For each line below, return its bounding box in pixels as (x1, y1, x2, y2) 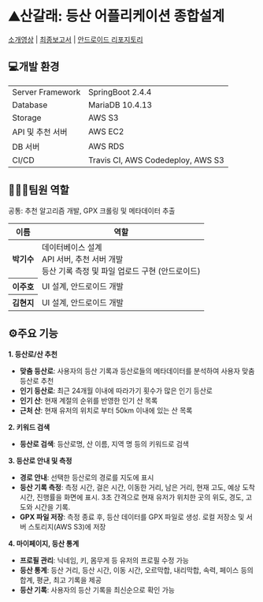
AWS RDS (87, 140, 124, 151)
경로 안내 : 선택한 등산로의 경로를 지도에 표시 (19, 473, 154, 482)
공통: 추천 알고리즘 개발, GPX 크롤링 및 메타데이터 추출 (8, 206, 176, 215)
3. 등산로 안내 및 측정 (8, 455, 72, 466)
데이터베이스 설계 (42, 241, 102, 252)
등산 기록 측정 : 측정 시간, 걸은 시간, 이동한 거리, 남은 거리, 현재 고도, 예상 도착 (19, 482, 256, 492)
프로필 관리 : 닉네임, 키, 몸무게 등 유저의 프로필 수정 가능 (19, 555, 189, 565)
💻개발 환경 (8, 60, 60, 73)
